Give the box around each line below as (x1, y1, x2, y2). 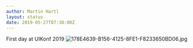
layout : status (6, 14, 44, 20)
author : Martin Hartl (6, 8, 59, 15)
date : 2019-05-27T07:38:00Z (6, 19, 75, 25)
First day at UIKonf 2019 (6, 36, 65, 43)
